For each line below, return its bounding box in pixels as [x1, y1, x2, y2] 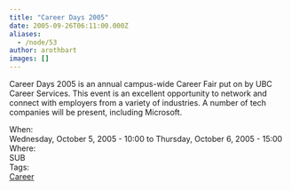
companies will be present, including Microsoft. [9, 107, 183, 117]
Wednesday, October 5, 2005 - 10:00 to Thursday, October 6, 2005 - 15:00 [9, 134, 283, 144]
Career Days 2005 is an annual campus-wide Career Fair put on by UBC [9, 79, 273, 89]
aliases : [9, 29, 42, 38]
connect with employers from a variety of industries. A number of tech [9, 98, 267, 107]
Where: [9, 143, 36, 154]
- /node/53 [17, 37, 58, 47]
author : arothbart [9, 46, 77, 55]
